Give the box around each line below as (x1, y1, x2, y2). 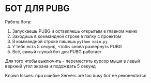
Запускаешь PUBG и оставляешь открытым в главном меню (12, 28, 138, 34)
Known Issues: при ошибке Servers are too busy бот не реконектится (5, 72, 147, 78)
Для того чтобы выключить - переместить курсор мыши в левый (5, 58, 140, 64)
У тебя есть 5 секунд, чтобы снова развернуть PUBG (12, 43, 122, 49)
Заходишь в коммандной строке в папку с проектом (12, 33, 121, 39)
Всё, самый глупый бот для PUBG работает (12, 49, 102, 55)
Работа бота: (5, 19, 31, 25)
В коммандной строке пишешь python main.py (12, 38, 108, 44)
